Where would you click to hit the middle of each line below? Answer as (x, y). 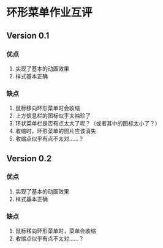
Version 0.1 (28, 35)
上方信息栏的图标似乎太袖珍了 (53, 116)
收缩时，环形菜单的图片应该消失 (55, 131)
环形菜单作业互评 (50, 13)
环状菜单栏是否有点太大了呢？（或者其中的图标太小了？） (88, 124)
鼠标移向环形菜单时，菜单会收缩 (55, 231)
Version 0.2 (29, 158)
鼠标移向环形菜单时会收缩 (47, 108)
